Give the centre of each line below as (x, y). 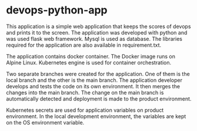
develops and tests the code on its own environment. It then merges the (93, 86)
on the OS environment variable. (45, 122)
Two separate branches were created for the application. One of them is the (98, 74)
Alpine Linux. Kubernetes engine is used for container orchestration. (89, 63)
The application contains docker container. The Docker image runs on (91, 56)
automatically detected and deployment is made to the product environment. (99, 99)
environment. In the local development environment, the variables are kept (96, 116)
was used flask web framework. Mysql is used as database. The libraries (94, 39)
